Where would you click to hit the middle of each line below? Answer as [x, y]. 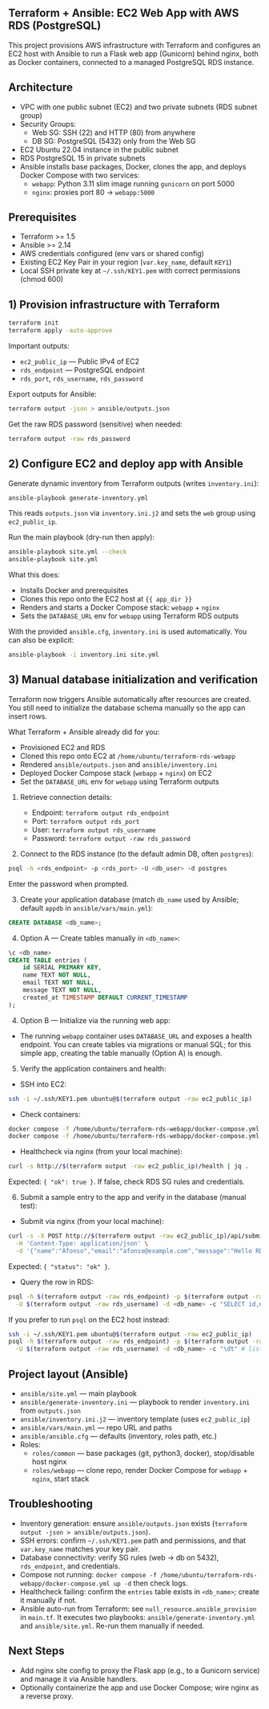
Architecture [41, 88]
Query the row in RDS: [56, 1282]
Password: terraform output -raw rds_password [111, 838]
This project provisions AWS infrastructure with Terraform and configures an [134, 45]
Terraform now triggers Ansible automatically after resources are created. [130, 699]
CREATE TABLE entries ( [48, 960]
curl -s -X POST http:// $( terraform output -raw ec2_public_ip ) [118, 1236]
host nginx [49, 1462]
